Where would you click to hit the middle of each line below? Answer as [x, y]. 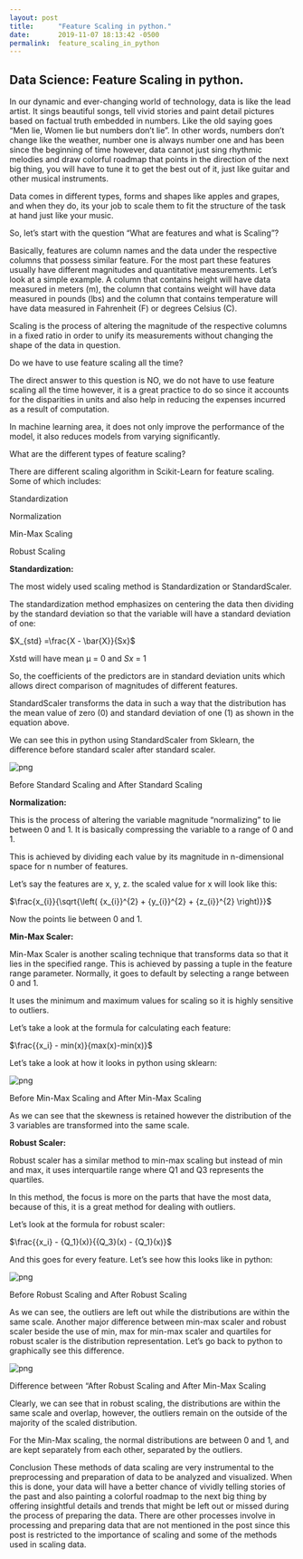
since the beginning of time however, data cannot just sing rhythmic [136, 150]
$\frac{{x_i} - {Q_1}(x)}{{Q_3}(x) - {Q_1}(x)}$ [91, 1242]
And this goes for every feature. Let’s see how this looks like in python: [141, 1260]
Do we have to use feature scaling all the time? [96, 363]
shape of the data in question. [65, 345]
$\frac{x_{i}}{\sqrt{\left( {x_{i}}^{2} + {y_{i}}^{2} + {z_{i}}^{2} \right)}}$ [141, 902]
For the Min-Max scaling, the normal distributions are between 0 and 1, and [149, 1440]
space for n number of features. [69, 867]
